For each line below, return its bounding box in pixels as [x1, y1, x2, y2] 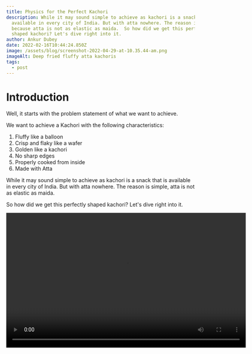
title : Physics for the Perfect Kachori [6, 8, 109, 15]
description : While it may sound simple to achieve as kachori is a [6, 14, 181, 20]
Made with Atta [14, 165, 53, 173]
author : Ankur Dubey [6, 37, 58, 43]
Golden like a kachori [14, 146, 68, 153]
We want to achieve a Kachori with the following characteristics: [6, 122, 165, 129]
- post [11, 64, 28, 71]
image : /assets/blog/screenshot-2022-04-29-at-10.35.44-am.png [6, 48, 168, 54]
